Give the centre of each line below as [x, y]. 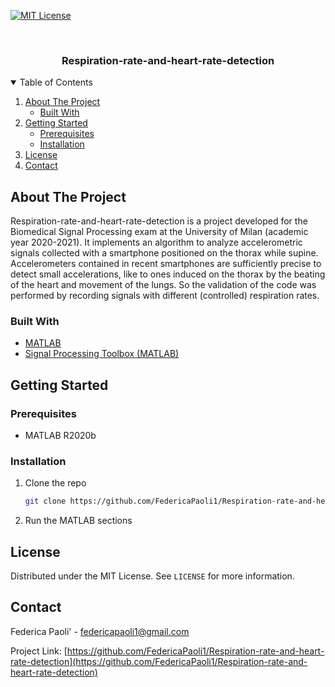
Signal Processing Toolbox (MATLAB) [102, 354]
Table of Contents [56, 82]
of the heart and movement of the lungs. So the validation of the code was [163, 285]
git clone [45, 501]
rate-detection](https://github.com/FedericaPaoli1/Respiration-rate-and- [159, 661]
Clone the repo [55, 483]
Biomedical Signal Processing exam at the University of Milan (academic [159, 232]
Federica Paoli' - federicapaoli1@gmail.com [100, 631]
